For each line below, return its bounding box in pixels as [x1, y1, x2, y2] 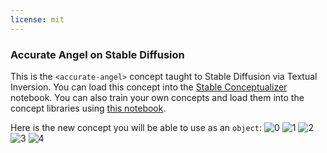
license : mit [10, 14, 65, 25]
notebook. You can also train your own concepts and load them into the [10, 91, 305, 103]
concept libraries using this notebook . [10, 102, 167, 114]
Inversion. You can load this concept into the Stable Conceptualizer [10, 81, 288, 93]
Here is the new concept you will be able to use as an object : [10, 121, 263, 133]
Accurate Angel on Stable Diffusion [10, 47, 185, 61]
